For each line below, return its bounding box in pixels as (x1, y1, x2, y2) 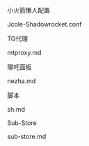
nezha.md (7, 77, 36, 85)
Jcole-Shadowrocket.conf (7, 20, 82, 28)
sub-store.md (7, 132, 47, 140)
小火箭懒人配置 (7, 6, 50, 14)
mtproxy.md (7, 48, 42, 57)
